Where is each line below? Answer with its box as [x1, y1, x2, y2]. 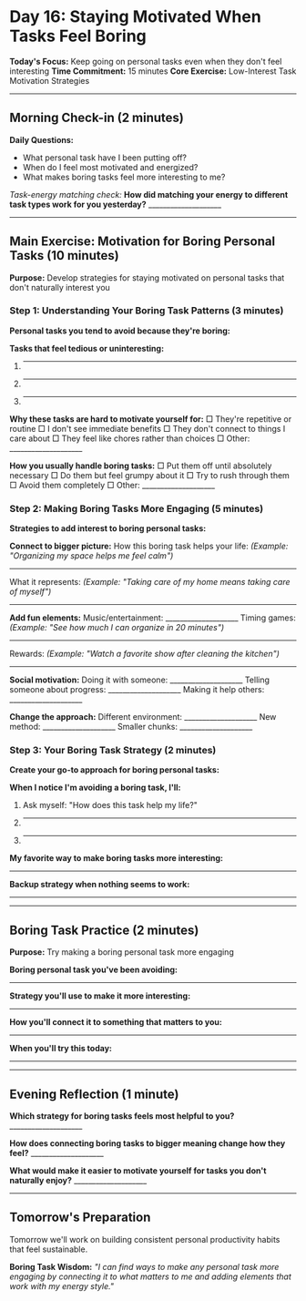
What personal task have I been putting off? [22, 152, 188, 163]
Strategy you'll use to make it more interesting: [9, 990, 191, 1001]
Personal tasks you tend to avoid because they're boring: [9, 325, 230, 336]
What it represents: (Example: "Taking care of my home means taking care [9, 577, 291, 588]
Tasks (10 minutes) [9, 248, 120, 263]
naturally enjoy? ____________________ [9, 1175, 148, 1186]
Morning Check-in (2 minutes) [9, 110, 185, 126]
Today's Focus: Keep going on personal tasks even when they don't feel [9, 56, 282, 67]
